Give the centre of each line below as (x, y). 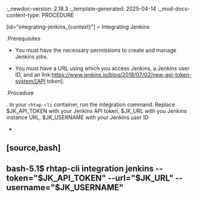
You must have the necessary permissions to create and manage (96, 50)
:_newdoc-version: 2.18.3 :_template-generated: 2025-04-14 (81, 9)
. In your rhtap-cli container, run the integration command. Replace (91, 104)
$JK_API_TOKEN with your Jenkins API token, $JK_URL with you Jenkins (97, 111)
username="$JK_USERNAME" (65, 187)
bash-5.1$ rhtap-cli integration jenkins (80, 168)
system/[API (30, 81)
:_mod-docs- (174, 9)
